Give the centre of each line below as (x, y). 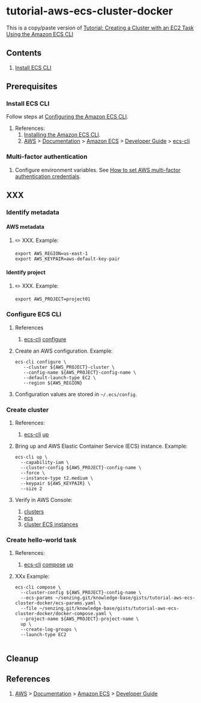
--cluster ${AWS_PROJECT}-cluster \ (69, 367)
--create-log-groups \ (49, 630)
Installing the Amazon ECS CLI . (62, 135)
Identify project (26, 272)
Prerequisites (32, 86)
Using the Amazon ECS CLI (40, 34)
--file (29, 609)
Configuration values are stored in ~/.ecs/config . (76, 394)
